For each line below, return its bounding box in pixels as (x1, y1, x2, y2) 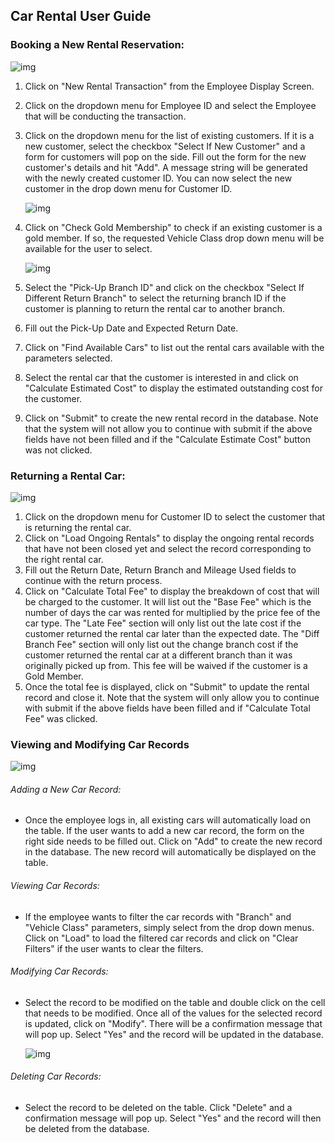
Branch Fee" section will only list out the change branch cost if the (24, 638, 299, 650)
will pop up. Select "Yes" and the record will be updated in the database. (24, 1028, 324, 1040)
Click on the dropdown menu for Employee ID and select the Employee (24, 99, 317, 111)
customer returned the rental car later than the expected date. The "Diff (24, 627, 320, 639)
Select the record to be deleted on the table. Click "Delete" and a (24, 1102, 293, 1114)
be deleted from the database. (24, 1123, 150, 1135)
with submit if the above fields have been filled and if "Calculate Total (24, 702, 311, 714)
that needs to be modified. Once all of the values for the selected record (24, 1007, 323, 1019)
